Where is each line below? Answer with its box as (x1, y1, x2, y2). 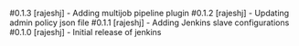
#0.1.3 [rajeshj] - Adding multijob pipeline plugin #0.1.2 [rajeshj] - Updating (9, 8, 290, 18)
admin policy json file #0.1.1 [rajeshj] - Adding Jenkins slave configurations (9, 17, 290, 28)
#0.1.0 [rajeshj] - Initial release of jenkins (9, 27, 162, 37)
